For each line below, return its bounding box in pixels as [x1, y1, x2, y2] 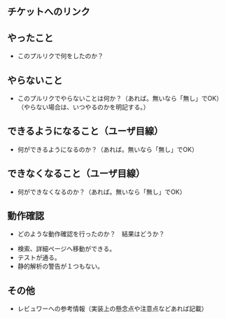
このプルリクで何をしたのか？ [17, 52, 104, 60]
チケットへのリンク [7, 6, 90, 18]
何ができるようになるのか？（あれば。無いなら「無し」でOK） [17, 145, 198, 153]
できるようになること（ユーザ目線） [7, 125, 164, 137]
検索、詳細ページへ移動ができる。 [17, 245, 116, 253]
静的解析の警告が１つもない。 [17, 262, 104, 271]
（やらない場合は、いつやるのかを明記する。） [17, 103, 150, 111]
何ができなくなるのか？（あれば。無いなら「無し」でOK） [17, 187, 186, 196]
